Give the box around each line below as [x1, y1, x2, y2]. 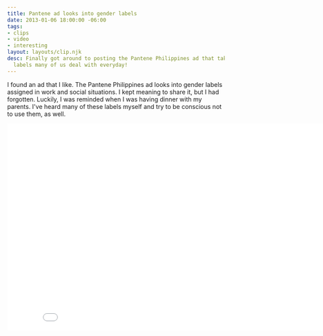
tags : [7, 23, 23, 30]
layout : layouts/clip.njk [7, 49, 81, 56]
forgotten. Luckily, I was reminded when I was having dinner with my [7, 95, 202, 103]
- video [7, 36, 30, 43]
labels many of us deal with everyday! [13, 61, 128, 68]
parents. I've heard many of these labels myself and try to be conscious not [7, 102, 222, 110]
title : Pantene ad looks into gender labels [7, 10, 137, 17]
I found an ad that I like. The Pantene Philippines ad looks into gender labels [7, 80, 223, 88]
